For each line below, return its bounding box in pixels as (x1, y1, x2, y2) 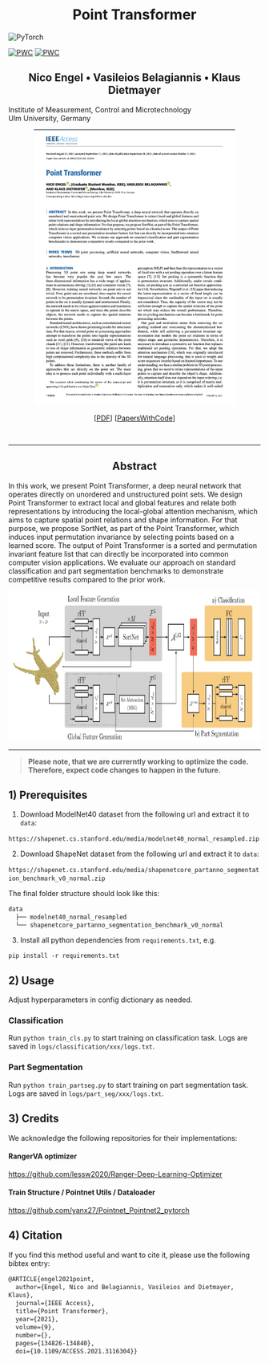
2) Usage (8, 973, 54, 988)
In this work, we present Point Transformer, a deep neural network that (8, 481, 242, 490)
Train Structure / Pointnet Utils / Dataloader (8, 1187, 156, 1197)
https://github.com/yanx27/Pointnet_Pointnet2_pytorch (8, 1206, 190, 1215)
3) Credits (8, 1112, 59, 1126)
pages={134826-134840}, (15, 1339, 94, 1347)
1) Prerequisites (8, 788, 88, 801)
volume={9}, (15, 1323, 56, 1331)
